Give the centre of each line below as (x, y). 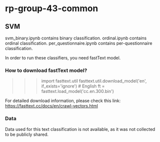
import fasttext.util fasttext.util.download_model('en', (94, 81)
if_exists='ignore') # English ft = (73, 86)
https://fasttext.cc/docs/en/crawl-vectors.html (52, 106)
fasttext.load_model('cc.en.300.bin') (78, 91)
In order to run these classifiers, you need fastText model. (63, 58)
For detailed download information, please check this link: (63, 101)
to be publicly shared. (27, 134)
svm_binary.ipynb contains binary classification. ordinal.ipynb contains (76, 38)
